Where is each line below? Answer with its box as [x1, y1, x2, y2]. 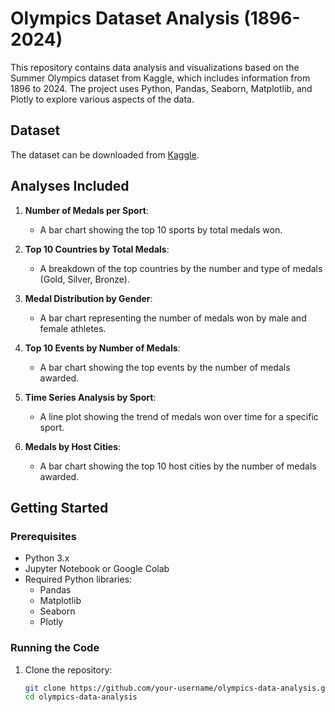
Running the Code [10, 641, 100, 655]
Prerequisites [10, 529, 77, 543]
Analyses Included [10, 178, 130, 195]
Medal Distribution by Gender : [24, 292, 153, 304]
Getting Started [10, 499, 109, 516]
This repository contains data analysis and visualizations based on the [10, 61, 300, 73]
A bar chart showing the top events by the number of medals [39, 361, 291, 373]
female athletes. [39, 322, 107, 334]
